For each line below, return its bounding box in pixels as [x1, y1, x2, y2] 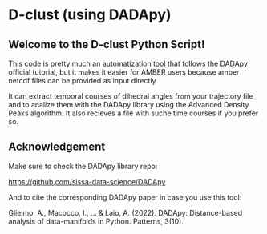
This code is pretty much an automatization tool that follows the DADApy [8, 58, 249, 68]
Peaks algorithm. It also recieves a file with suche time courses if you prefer [8, 108, 259, 118]
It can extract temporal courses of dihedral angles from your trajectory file [8, 91, 254, 101]
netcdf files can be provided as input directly [8, 76, 156, 85]
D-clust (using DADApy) [8, 6, 172, 24]
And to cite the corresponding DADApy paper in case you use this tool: [8, 192, 242, 202]
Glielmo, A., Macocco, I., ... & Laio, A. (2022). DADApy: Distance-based [8, 208, 243, 217]
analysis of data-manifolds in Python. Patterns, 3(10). [8, 216, 184, 226]
